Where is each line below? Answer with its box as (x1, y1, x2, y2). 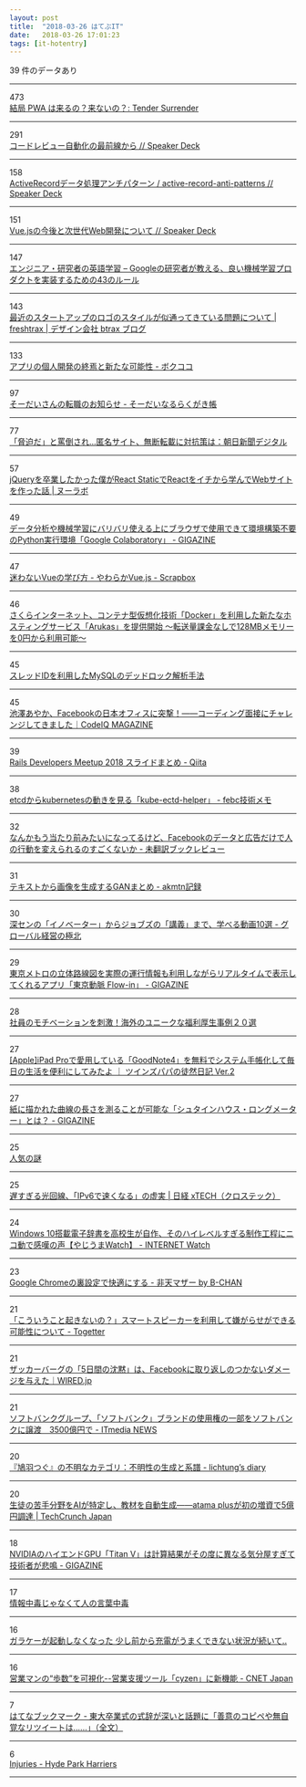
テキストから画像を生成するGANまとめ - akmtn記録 (9, 882, 202, 893)
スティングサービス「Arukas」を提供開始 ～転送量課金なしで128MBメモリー (9, 622, 294, 632)
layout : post (9, 13, 59, 23)
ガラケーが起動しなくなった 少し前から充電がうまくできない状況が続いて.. (9, 1635, 288, 1646)
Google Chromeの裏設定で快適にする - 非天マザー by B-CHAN (9, 1277, 243, 1288)
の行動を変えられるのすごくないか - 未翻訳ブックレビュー (9, 843, 226, 854)
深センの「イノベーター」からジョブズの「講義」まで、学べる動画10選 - (9, 919, 280, 930)
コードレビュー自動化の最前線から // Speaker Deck (9, 141, 200, 152)
